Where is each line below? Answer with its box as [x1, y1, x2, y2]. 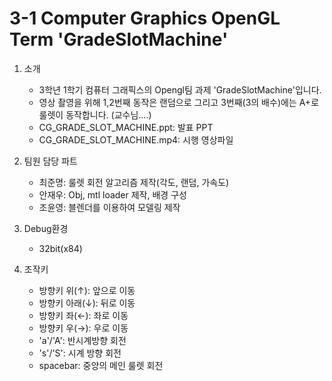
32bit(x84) [38, 242, 83, 254]
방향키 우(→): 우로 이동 [38, 322, 129, 334]
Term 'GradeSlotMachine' [9, 28, 229, 51]
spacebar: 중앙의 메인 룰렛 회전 [38, 359, 164, 371]
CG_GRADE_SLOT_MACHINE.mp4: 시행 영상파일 [38, 133, 234, 146]
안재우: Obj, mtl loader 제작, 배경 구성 [38, 188, 187, 201]
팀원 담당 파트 [23, 155, 78, 167]
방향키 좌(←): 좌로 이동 [38, 309, 129, 321]
